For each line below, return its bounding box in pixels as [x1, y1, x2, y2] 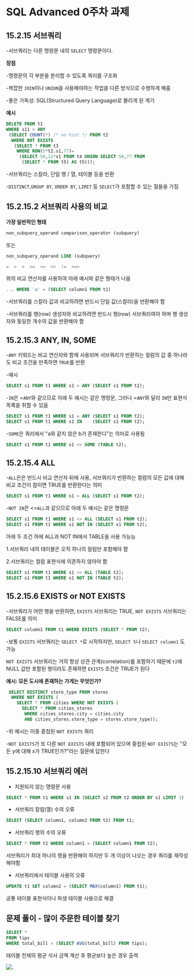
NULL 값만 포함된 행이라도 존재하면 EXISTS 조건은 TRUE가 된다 [6, 665, 150, 672]
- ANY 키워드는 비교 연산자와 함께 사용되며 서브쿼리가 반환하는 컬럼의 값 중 [6, 352, 172, 359]
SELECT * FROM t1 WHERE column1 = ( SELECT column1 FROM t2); [6, 841, 158, 847]
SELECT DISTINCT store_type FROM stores [8, 689, 109, 695]
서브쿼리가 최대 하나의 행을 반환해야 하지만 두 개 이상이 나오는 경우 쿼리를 [6, 852, 173, 859]
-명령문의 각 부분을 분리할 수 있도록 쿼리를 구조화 [6, 72, 118, 79]
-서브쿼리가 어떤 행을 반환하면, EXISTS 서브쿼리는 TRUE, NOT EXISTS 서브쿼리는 [6, 608, 187, 615]
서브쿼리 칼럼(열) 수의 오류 [14, 806, 75, 813]
